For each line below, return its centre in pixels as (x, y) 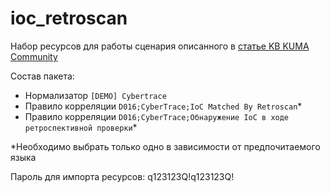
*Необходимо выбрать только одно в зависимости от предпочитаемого (165, 146)
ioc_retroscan (69, 18)
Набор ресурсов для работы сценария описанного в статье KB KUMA (160, 46)
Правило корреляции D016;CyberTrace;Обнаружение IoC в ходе (157, 116)
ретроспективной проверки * (81, 127)
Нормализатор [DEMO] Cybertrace (95, 95)
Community (34, 56)
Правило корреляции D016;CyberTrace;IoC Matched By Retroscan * (163, 106)
